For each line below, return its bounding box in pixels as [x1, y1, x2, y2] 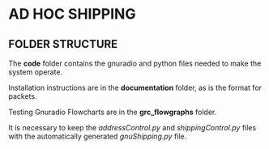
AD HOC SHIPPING [8, 5, 136, 23]
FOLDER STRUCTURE [8, 37, 118, 51]
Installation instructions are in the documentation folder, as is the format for [8, 83, 262, 92]
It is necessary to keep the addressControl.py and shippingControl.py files [8, 123, 257, 132]
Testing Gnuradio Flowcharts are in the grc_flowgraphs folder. [8, 107, 217, 117]
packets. [8, 92, 37, 101]
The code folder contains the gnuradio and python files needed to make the [8, 58, 262, 68]
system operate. [8, 67, 63, 77]
